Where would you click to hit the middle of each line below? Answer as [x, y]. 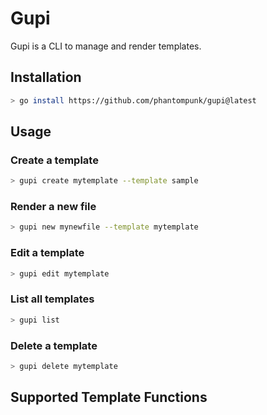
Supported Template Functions [109, 397]
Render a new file [53, 207]
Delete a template [54, 345]
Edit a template [47, 253]
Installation [46, 77]
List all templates [52, 299]
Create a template [54, 160]
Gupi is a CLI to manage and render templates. [106, 46]
